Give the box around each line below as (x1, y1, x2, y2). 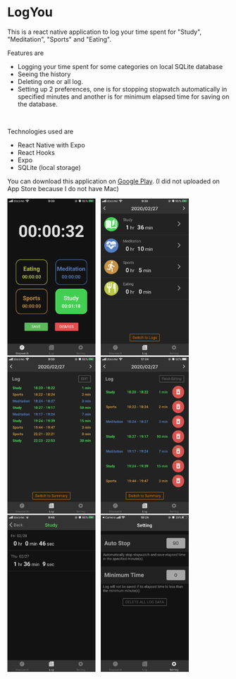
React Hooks (17, 148, 55, 157)
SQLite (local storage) (17, 163, 81, 171)
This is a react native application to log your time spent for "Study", (7, 27, 202, 36)
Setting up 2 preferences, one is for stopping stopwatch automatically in (17, 85, 228, 93)
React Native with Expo (17, 140, 86, 149)
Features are (7, 49, 44, 57)
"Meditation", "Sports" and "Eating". (7, 35, 111, 43)
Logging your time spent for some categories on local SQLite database (17, 62, 223, 71)
